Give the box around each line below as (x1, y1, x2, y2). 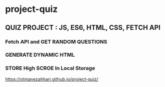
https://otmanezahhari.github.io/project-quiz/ (5, 76, 98, 82)
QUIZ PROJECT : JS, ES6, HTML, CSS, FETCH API (5, 23, 161, 32)
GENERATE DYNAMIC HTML (5, 51, 75, 58)
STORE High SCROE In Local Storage (5, 65, 95, 72)
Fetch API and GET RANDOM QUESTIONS (5, 38, 107, 45)
